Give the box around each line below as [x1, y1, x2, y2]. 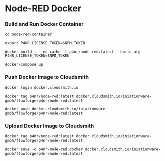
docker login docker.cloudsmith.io [5, 85, 79, 90]
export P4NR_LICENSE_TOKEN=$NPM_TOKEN [5, 41, 85, 46]
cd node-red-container [5, 32, 52, 37]
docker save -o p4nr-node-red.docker [5, 147, 83, 152]
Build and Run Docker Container [5, 21, 84, 28]
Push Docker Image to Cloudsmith [5, 74, 89, 81]
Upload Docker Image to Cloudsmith [5, 122, 94, 129]
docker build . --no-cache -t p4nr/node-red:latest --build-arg [5, 49, 141, 54]
